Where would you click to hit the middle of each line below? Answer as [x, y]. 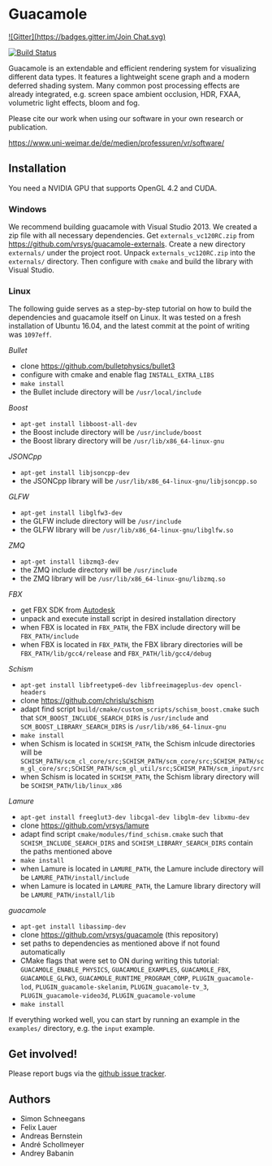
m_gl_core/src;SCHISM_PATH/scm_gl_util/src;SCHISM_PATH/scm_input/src [142, 769]
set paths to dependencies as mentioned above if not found [120, 943]
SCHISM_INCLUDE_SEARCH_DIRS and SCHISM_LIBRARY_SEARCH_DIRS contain [136, 843]
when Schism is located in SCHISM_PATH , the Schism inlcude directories [138, 744]
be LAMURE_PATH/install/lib [67, 894]
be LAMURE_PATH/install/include [75, 877]
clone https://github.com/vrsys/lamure [84, 825]
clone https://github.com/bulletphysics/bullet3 [98, 366]
